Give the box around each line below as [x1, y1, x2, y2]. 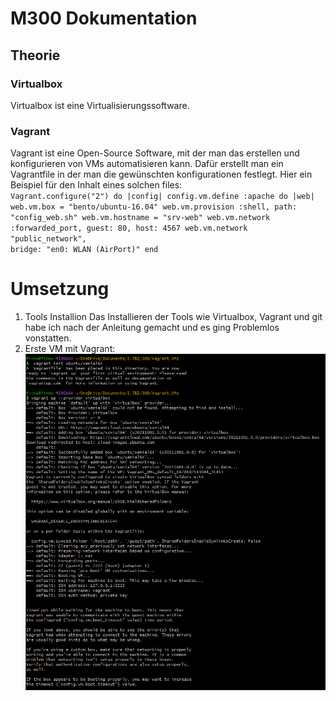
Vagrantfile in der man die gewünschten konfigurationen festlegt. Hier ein [10, 168, 313, 181]
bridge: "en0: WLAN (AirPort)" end [10, 245, 159, 255]
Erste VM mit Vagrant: [24, 343, 116, 355]
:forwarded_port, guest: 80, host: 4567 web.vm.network [10, 223, 248, 234]
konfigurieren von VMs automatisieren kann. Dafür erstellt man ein [10, 158, 284, 170]
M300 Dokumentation [10, 7, 198, 30]
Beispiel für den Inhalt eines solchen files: [10, 179, 183, 191]
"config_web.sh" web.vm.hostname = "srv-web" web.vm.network [10, 213, 271, 223]
